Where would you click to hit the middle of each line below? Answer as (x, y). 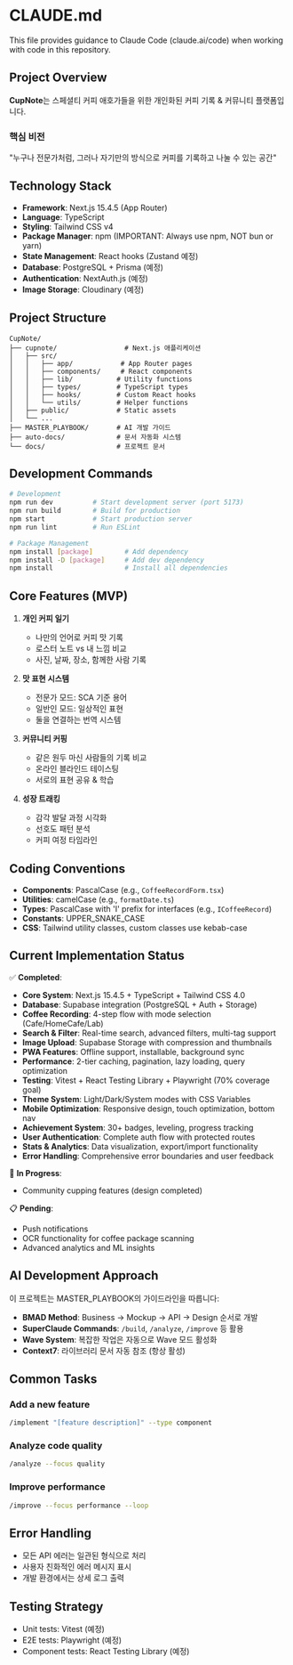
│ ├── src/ (33, 356)
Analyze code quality (56, 1446)
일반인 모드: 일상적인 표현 (79, 709)
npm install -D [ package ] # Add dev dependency (107, 560)
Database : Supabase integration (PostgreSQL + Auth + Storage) (139, 1004)
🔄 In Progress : (36, 1173)
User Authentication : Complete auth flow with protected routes (139, 1137)
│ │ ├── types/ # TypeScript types (99, 387)
